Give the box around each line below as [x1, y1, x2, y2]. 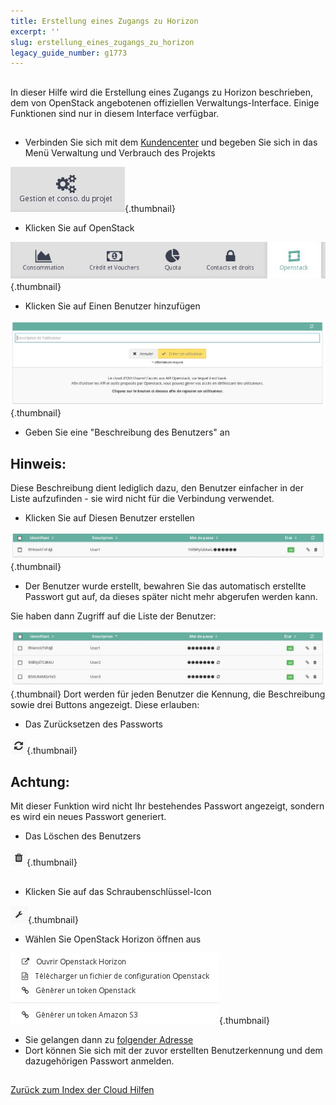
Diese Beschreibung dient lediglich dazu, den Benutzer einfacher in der [10, 482, 304, 494]
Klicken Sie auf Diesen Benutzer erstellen [24, 512, 195, 524]
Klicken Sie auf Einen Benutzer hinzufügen [24, 300, 201, 312]
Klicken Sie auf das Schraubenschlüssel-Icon [24, 885, 212, 897]
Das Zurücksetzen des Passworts [24, 718, 163, 730]
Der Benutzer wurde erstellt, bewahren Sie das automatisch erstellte [24, 580, 307, 592]
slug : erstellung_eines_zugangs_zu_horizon [10, 37, 195, 47]
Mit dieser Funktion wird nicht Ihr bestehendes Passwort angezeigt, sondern [10, 800, 325, 812]
